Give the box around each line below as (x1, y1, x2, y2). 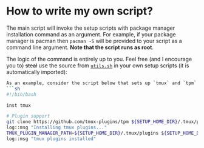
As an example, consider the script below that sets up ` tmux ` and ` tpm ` (6, 80, 197, 86)
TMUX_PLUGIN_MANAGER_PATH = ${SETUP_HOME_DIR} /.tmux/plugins (6, 130, 159, 136)
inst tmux (6, 102, 32, 109)
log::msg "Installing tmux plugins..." (6, 124, 107, 131)
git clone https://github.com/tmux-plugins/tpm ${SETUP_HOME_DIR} (6, 119, 178, 125)
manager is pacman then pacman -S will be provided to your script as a (6, 37, 182, 44)
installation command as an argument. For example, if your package (6, 30, 176, 38)
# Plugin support (6, 113, 50, 119)
